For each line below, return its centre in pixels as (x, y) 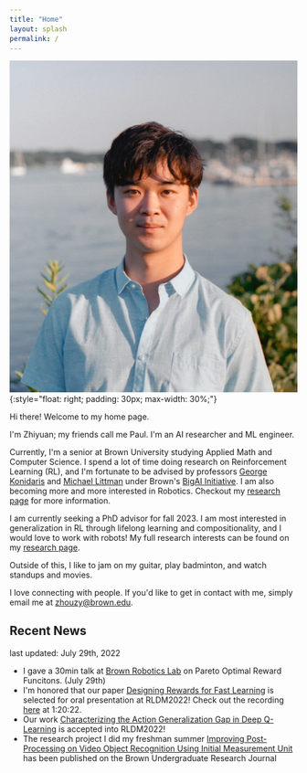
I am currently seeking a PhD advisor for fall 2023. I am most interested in (148, 518)
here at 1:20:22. (52, 709)
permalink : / (34, 38)
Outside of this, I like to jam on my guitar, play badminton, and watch (138, 565)
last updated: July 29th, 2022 (65, 652)
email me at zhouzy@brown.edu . (72, 602)
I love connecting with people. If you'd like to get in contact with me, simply (151, 592)
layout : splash (38, 29)
